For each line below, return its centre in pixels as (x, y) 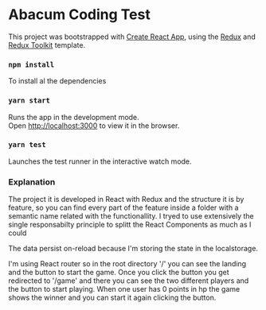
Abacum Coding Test (80, 15)
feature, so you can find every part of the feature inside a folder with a (123, 207)
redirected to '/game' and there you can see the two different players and (129, 281)
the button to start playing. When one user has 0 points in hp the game (124, 289)
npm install (31, 64)
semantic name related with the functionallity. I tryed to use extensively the (131, 216)
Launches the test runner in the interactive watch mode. (100, 161)
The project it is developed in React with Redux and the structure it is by (126, 200)
